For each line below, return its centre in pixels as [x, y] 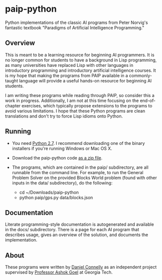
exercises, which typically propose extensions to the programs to [87, 105]
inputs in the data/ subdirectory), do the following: [62, 183]
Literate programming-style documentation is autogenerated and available [80, 224]
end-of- [148, 100]
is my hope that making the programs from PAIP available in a [66, 75]
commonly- [140, 75]
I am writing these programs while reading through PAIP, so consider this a [80, 95]
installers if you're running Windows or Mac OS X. [62, 148]
